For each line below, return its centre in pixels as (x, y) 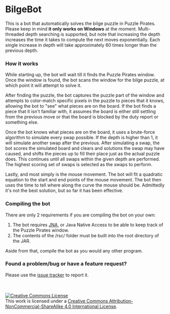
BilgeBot (24, 9)
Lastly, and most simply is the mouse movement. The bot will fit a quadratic (84, 174)
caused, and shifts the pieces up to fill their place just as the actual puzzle (83, 154)
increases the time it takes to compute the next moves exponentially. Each (83, 40)
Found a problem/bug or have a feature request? (66, 264)
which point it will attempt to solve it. (44, 85)
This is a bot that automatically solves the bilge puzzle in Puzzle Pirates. (80, 23)
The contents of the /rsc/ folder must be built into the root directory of (86, 235)
